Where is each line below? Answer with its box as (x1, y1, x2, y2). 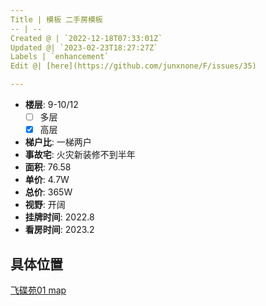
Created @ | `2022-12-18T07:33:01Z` (10, 33, 163, 43)
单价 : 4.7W (24, 174, 70, 186)
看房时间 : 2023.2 (24, 224, 95, 236)
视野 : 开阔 (24, 199, 66, 211)
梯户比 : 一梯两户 (24, 136, 92, 148)
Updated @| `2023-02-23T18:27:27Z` (10, 42, 159, 53)
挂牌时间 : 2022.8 (24, 211, 95, 223)
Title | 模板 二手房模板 (10, 14, 103, 25)
